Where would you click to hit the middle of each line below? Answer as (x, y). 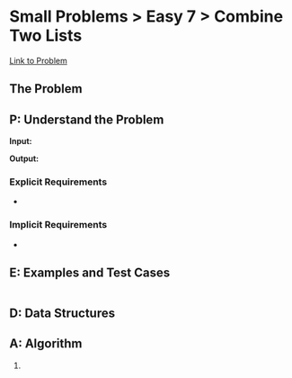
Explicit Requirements (58, 182)
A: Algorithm (46, 344)
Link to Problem (38, 60)
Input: (21, 141)
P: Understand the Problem (87, 119)
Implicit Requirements (58, 225)
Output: (24, 158)
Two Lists (46, 36)
